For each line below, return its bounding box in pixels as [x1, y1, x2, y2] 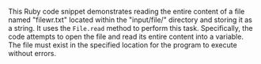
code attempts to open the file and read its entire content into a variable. [8, 32, 244, 41]
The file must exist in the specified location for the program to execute [8, 40, 237, 50]
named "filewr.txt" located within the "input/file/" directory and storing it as [8, 15, 253, 24]
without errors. [8, 49, 57, 58]
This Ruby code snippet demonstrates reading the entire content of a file [8, 7, 245, 16]
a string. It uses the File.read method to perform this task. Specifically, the [8, 24, 253, 32]
